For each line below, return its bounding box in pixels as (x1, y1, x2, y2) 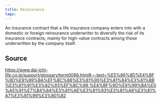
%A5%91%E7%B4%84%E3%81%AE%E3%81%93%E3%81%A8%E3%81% (5, 88, 156, 93)
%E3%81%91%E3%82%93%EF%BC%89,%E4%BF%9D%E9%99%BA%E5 (5, 83, 157, 88)
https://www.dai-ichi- (5, 67, 48, 73)
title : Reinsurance (5, 7, 45, 12)
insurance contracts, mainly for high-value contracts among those (5, 35, 137, 41)
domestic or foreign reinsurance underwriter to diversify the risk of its (5, 30, 145, 36)
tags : (5, 12, 16, 16)
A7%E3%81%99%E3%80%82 (5, 93, 66, 99)
